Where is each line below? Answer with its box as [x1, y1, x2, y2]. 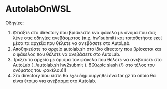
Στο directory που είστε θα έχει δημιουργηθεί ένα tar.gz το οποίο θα [12, 72, 156, 78]
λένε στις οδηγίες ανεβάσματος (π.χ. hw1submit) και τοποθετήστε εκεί [12, 35, 162, 41]
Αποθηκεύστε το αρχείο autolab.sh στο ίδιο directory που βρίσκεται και [12, 46, 161, 52]
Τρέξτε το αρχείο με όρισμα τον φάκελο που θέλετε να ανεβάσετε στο [12, 56, 162, 62]
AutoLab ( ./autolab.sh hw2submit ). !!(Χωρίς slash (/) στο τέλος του [12, 62, 155, 68]
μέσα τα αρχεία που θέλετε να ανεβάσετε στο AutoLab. [12, 40, 131, 46]
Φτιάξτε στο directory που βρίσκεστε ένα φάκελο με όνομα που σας [12, 29, 157, 35]
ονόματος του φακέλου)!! [12, 67, 67, 73]
